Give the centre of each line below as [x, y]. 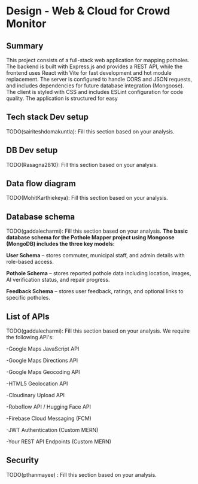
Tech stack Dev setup [47, 117]
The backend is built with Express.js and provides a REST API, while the [95, 66]
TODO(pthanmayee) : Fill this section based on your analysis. [81, 474]
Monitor [26, 24]
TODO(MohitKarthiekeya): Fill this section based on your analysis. [87, 198]
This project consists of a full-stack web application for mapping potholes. [98, 60]
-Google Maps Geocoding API [43, 372]
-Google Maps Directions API [42, 361]
